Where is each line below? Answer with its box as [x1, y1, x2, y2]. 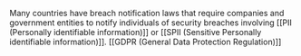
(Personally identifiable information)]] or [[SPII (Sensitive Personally [9, 27, 262, 37]
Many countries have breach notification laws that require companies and [9, 8, 285, 18]
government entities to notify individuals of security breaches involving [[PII [9, 17, 292, 28]
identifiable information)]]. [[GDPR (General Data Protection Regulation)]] [9, 36, 282, 47]
